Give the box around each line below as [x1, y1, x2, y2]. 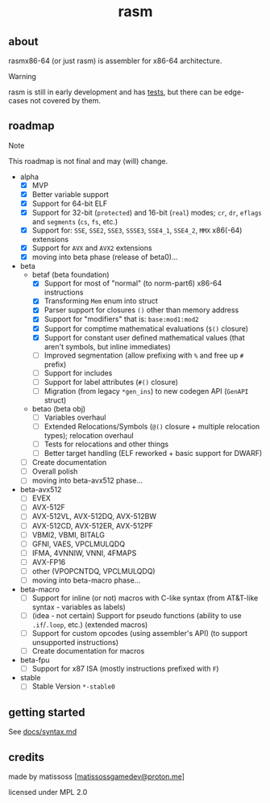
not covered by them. [29, 96, 102, 105]
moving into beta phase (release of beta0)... [31, 253, 178, 262]
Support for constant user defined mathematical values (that [44, 332, 245, 342]
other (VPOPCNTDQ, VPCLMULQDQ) [31, 566, 156, 575]
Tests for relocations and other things [44, 439, 169, 449]
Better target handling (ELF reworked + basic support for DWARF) [44, 449, 263, 458]
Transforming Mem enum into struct [44, 296, 159, 306]
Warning [8, 72, 36, 81]
